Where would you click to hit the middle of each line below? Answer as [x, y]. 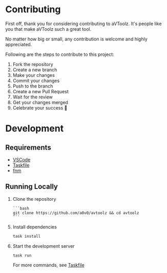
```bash [21, 208]
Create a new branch [35, 70]
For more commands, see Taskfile [48, 265]
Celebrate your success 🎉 [40, 108]
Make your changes [34, 75]
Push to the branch [33, 86]
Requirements [28, 147]
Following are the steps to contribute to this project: [60, 54]
